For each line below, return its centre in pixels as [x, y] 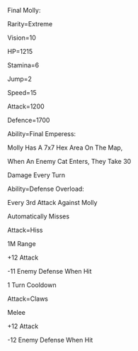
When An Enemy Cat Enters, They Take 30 [69, 161]
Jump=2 [19, 79]
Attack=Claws [28, 299]
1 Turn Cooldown [32, 285]
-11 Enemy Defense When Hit [50, 271]
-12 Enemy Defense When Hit [50, 340]
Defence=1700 [29, 120]
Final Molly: [24, 10]
